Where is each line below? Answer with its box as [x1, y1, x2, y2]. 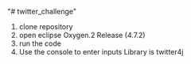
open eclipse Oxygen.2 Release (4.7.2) [18, 31, 146, 40]
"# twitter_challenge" [7, 7, 77, 16]
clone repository [18, 22, 73, 31]
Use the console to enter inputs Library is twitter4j [18, 47, 184, 56]
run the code [18, 39, 61, 48]
